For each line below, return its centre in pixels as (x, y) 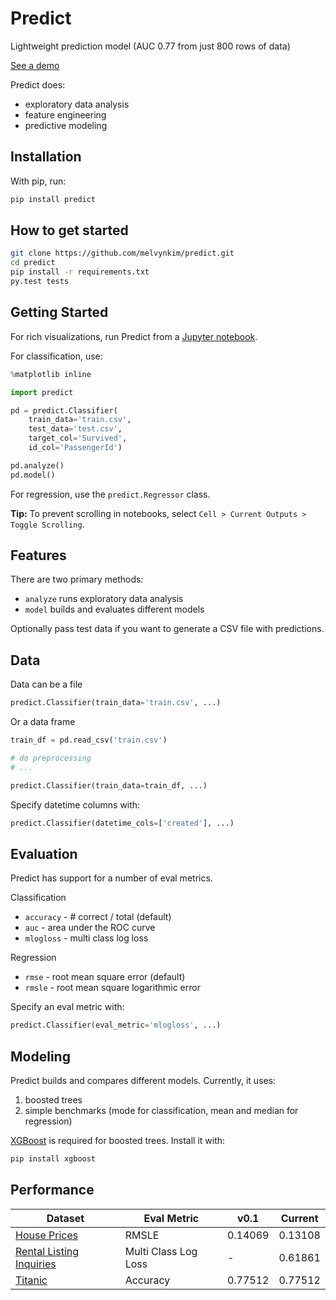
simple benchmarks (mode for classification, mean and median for (161, 1110)
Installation (46, 157)
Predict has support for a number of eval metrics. (111, 878)
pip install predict (53, 199)
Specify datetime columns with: (75, 804)
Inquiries (36, 1264)
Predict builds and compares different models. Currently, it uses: (143, 1080)
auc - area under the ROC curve (90, 928)
